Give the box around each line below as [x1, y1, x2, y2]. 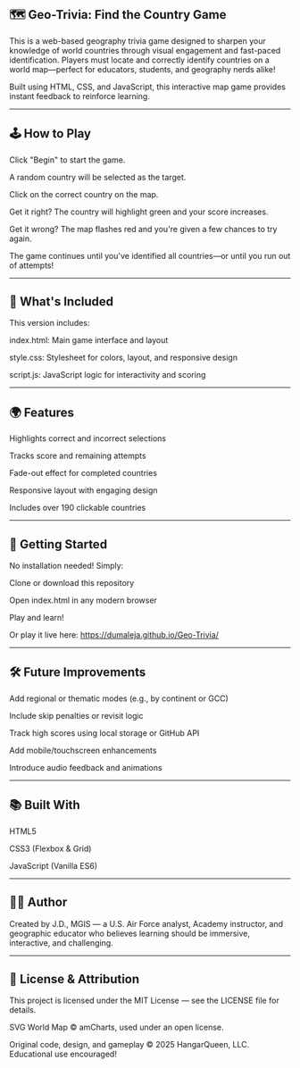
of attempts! [9, 260, 54, 271]
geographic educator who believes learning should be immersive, [9, 928, 250, 939]
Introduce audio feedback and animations [9, 762, 162, 772]
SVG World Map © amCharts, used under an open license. [9, 1022, 224, 1033]
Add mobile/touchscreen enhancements [9, 745, 157, 755]
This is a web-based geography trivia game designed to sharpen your [9, 35, 266, 46]
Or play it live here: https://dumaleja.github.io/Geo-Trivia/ [9, 630, 219, 640]
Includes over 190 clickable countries [9, 503, 146, 513]
